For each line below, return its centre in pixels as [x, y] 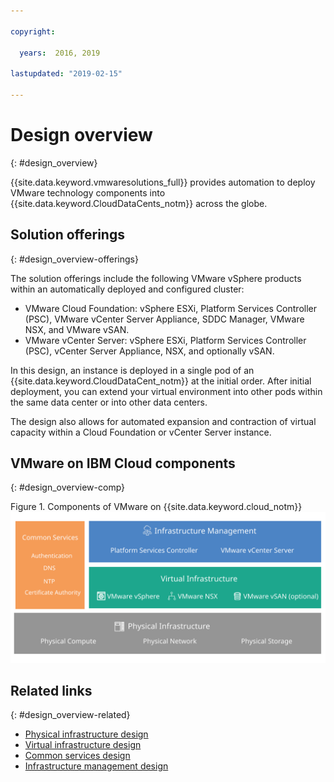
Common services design [77, 756]
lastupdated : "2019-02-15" [66, 74]
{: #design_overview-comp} [68, 487]
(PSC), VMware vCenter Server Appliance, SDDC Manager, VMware [164, 319]
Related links [51, 691]
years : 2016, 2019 [60, 53]
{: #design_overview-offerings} [74, 259]
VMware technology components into [88, 192]
